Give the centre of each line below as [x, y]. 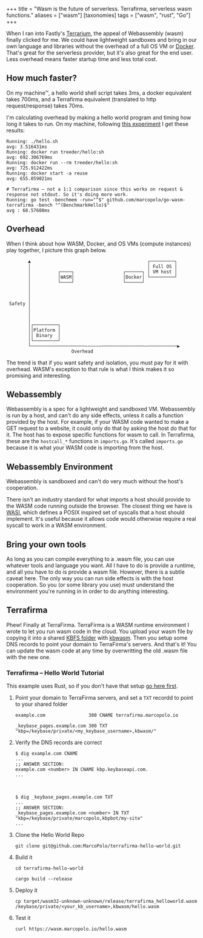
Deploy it [26, 890]
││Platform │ [45, 330]
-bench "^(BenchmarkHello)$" [73, 205]
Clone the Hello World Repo [50, 835]
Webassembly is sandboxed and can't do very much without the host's [95, 481]
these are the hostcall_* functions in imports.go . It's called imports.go [95, 441]
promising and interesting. [39, 375]
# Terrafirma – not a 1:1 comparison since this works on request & [95, 189]
